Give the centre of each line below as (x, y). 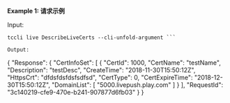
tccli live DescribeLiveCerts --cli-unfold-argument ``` (92, 38)
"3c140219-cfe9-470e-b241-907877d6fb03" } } (76, 92)
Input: (16, 25)
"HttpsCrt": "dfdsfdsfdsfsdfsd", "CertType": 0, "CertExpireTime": (100, 77)
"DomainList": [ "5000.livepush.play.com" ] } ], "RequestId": (138, 85)
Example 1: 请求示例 (36, 11)
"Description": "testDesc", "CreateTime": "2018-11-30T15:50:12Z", (101, 70)
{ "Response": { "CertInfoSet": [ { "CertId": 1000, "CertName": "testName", (114, 63)
